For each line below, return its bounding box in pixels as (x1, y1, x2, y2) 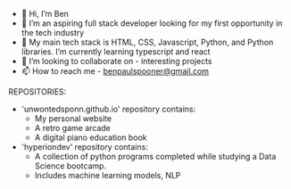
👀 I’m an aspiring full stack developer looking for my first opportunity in (21, 18, 283, 29)
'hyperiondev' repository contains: (21, 142, 148, 152)
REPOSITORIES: (8, 86, 67, 97)
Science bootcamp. (34, 160, 107, 171)
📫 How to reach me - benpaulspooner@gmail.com (21, 66, 210, 76)
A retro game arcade (34, 123, 111, 133)
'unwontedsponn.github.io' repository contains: (21, 103, 196, 114)
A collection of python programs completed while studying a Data (34, 152, 277, 161)
